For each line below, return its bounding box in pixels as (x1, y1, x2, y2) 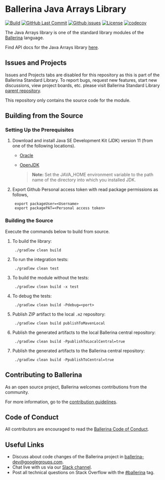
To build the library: (12, 238, 52, 244)
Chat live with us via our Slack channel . (12, 464, 92, 470)
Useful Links (5, 440, 44, 449)
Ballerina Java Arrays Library (5, 3, 127, 15)
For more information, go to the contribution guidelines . (5, 399, 117, 405)
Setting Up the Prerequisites (5, 126, 74, 133)
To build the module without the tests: (12, 274, 89, 280)
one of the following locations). (12, 143, 75, 149)
